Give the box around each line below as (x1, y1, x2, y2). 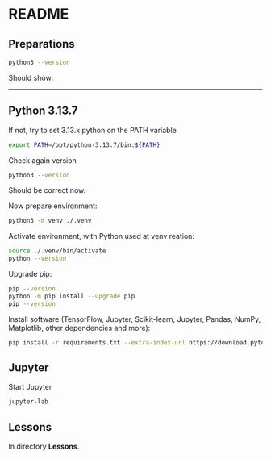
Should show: (8, 73, 54, 82)
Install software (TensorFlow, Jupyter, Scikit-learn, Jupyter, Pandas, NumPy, (8, 314, 261, 323)
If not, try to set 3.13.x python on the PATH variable (8, 125, 177, 135)
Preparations (8, 37, 75, 51)
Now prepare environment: (8, 201, 98, 211)
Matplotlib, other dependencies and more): (8, 323, 151, 332)
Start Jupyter (8, 382, 52, 392)
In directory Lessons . (8, 441, 80, 452)
